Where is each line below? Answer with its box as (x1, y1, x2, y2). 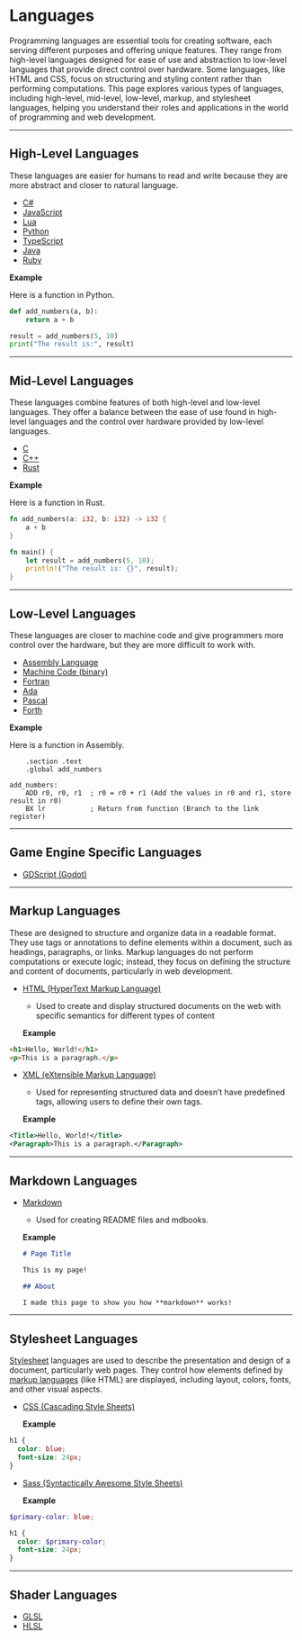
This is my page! (22, 1266, 88, 1275)
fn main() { (9, 547, 54, 556)
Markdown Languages (9, 1173, 138, 1188)
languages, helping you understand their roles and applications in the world (9, 102, 289, 113)
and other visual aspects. (9, 1383, 103, 1395)
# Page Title (22, 1248, 72, 1258)
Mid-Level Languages (9, 373, 134, 388)
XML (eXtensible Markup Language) (22, 1069, 156, 1080)
